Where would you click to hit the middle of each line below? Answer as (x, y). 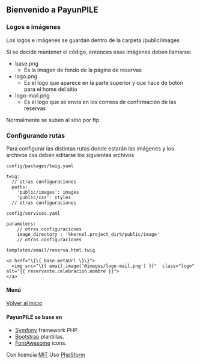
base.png (27, 63)
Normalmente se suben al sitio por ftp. (53, 120)
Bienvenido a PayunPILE (52, 10)
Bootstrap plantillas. (39, 337)
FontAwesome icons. (41, 343)
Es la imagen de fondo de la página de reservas (83, 70)
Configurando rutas (35, 135)
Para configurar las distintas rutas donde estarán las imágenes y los (90, 148)
